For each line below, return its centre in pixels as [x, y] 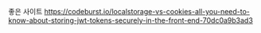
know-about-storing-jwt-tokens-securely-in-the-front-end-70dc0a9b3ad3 [130, 20]
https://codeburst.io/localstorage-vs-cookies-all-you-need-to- [147, 11]
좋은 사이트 [25, 11]
